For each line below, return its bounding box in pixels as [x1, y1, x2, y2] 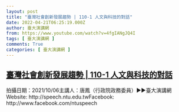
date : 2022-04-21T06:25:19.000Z [6, 19, 85, 25]
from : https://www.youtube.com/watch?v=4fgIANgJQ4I [6, 30, 135, 36]
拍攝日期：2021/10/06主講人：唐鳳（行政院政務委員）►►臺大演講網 [6, 86, 172, 94]
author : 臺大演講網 [6, 25, 49, 31]
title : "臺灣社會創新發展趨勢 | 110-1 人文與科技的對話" [6, 14, 132, 20]
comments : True [6, 42, 44, 47]
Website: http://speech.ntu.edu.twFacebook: [6, 93, 115, 100]
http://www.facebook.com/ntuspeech [6, 99, 97, 106]
